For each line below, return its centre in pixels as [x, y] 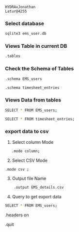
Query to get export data [37, 197]
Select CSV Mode [30, 160]
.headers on [17, 215]
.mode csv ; [17, 169]
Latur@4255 [16, 11]
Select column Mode [33, 142]
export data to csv [27, 132]
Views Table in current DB [36, 46]
